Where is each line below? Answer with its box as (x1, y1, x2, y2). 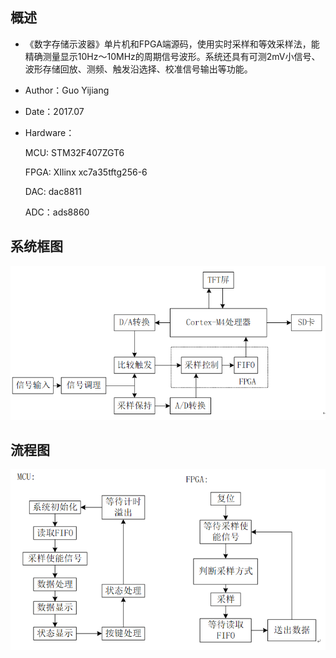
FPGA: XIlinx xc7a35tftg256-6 (24, 166, 148, 178)
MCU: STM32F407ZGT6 (24, 146, 125, 158)
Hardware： (24, 126, 75, 138)
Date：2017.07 (24, 105, 85, 117)
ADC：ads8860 (24, 206, 90, 218)
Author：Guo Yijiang (24, 84, 110, 96)
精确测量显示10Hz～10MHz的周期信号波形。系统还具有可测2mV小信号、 (24, 50, 321, 62)
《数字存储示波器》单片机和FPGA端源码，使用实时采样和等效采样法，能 (24, 38, 320, 50)
